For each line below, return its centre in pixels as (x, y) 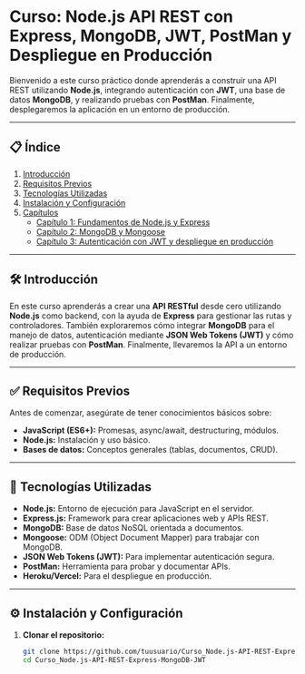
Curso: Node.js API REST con (121, 17)
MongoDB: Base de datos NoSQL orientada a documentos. (133, 528)
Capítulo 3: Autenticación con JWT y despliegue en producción (155, 241)
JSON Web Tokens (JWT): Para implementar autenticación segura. (148, 557)
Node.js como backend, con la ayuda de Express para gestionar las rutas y (151, 316)
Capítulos (40, 212)
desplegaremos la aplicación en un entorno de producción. (120, 109)
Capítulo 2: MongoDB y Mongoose (101, 231)
